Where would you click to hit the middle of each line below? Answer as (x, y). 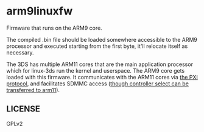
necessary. (20, 52)
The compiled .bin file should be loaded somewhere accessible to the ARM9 (102, 39)
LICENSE (23, 109)
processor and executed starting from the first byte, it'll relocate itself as (97, 46)
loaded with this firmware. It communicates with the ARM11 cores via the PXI (102, 77)
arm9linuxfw (40, 11)
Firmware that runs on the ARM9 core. (54, 28)
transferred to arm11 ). (33, 90)
